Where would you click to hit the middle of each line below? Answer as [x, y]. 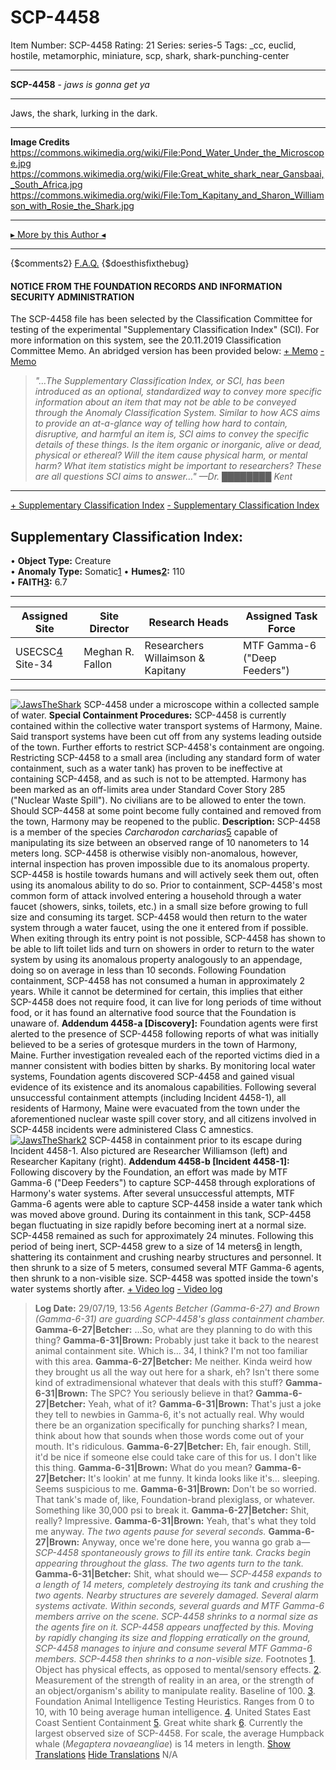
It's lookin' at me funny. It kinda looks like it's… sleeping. [204, 1478]
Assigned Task [281, 616]
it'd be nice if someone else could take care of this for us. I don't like [175, 1457]
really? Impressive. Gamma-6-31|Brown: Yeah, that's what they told [175, 1520]
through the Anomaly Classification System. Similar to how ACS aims [177, 413]
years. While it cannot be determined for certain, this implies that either [157, 991]
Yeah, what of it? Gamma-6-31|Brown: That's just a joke [205, 1403]
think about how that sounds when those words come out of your [169, 1435]
